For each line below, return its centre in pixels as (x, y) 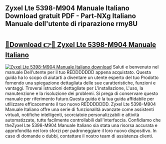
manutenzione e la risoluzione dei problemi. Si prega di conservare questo (82, 93)
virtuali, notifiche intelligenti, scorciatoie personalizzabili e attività (72, 115)
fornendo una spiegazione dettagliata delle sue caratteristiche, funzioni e (80, 83)
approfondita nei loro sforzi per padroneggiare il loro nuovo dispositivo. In (81, 130)
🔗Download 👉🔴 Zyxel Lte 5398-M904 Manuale (81, 44)
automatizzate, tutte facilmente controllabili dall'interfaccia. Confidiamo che (83, 120)
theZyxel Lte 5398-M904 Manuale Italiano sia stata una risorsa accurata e (81, 125)
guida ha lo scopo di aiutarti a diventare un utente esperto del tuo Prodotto (82, 77)
